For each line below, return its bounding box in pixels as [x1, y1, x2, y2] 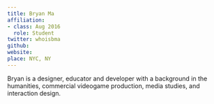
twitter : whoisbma [7, 36, 61, 43]
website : [7, 49, 33, 56]
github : [7, 42, 30, 49]
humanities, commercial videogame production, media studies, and [7, 81, 200, 90]
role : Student [13, 29, 54, 37]
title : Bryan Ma [7, 10, 54, 17]
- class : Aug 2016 [7, 23, 61, 30]
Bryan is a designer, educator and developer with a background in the [7, 74, 208, 83]
